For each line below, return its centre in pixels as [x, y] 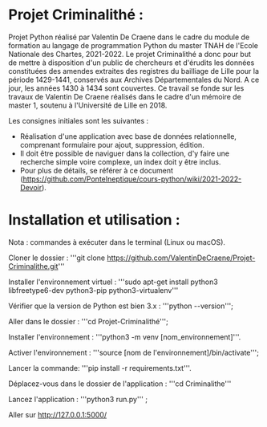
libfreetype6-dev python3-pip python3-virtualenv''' [93, 290]
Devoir [31, 187]
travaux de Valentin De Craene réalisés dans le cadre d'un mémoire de [125, 96]
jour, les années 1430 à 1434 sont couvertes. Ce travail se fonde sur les [126, 88]
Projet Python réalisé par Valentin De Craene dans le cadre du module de [129, 37]
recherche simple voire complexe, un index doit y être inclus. [120, 161]
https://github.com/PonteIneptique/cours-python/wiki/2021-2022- [132, 179]
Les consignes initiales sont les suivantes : [79, 120]
